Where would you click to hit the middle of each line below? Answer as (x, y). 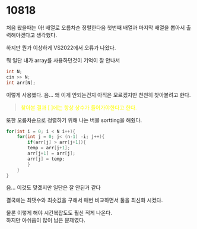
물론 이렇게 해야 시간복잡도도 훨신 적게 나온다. (59, 213)
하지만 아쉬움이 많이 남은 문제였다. (46, 220)
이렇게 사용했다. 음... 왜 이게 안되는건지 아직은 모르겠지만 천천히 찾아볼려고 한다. (99, 95)
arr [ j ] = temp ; (46, 159)
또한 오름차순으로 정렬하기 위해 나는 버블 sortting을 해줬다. (74, 120)
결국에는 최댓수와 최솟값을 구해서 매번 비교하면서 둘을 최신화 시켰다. (85, 200)
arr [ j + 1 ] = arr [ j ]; (52, 153)
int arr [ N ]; (21, 83)
